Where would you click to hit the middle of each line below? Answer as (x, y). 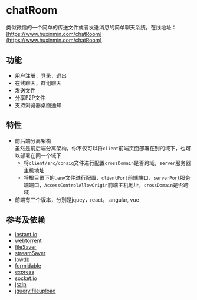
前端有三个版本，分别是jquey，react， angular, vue (77, 200)
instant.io (26, 235)
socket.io (26, 278)
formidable (28, 266)
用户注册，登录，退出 (40, 75)
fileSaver (25, 247)
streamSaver (30, 253)
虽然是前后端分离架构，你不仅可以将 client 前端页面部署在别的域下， (98, 148)
